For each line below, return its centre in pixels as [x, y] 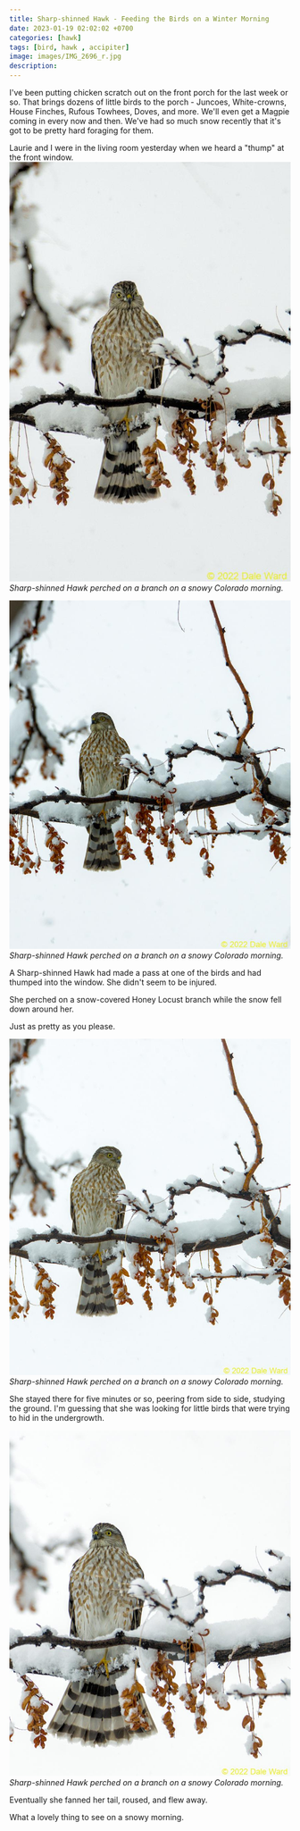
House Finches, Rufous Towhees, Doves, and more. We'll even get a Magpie [150, 111]
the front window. [42, 157]
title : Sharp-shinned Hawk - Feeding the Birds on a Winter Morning [139, 19]
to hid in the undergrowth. [57, 1418]
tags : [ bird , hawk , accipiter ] [69, 47]
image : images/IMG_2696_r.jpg [66, 57]
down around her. [42, 1009]
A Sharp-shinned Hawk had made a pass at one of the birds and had [135, 973]
